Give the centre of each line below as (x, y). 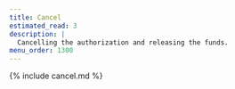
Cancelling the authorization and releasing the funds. (123, 42)
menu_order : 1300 (41, 51)
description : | (37, 34)
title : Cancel (36, 17)
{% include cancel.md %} (56, 76)
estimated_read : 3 (43, 26)
